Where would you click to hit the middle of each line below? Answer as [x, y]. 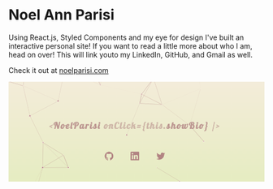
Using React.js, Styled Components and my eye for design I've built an [126, 37]
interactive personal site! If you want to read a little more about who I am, [130, 45]
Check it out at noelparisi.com [58, 70]
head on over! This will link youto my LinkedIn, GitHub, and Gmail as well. [131, 54]
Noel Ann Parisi [62, 15]
